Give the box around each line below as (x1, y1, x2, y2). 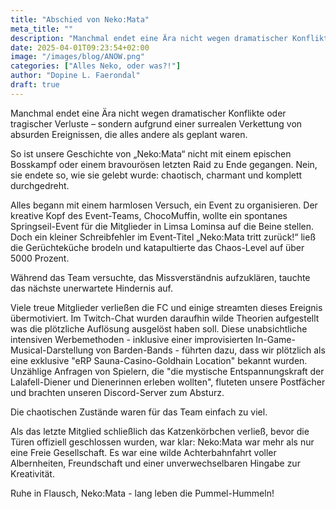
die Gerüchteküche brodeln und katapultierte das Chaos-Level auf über (10, 241, 305, 253)
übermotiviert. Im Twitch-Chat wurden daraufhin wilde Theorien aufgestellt (10, 312, 320, 324)
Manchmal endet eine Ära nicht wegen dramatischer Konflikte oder (10, 107, 287, 119)
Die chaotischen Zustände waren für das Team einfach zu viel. (10, 406, 268, 418)
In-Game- (255, 333, 296, 345)
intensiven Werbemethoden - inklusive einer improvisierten (10, 333, 254, 345)
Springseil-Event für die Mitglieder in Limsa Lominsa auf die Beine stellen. (10, 220, 315, 232)
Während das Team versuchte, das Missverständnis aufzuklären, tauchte (10, 271, 311, 283)
